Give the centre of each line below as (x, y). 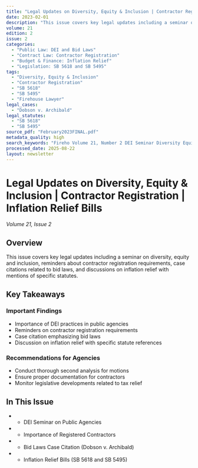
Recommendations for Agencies (53, 358)
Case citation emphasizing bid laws (58, 336)
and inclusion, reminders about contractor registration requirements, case (96, 263)
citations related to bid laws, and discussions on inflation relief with (88, 270)
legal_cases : (22, 104)
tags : (13, 72)
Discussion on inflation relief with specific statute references (88, 343)
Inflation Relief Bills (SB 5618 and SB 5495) (75, 459)
